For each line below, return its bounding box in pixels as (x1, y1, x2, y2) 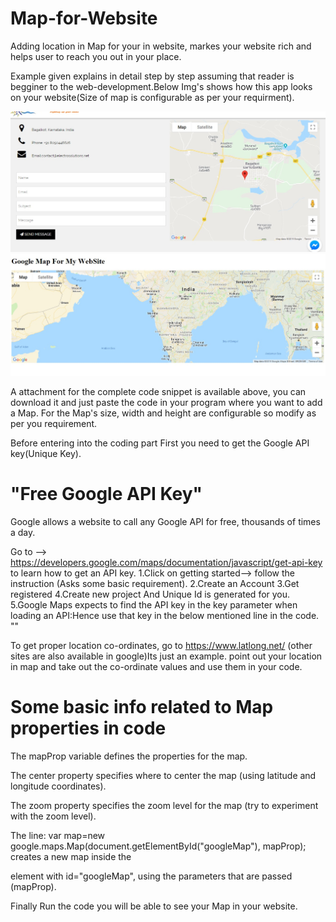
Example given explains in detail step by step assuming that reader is (10, 70, 295, 82)
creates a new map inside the (10, 850, 132, 862)
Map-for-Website (10, 7, 158, 30)
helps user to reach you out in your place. (10, 50, 182, 62)
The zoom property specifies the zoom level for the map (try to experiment (10, 799, 319, 811)
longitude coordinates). (10, 780, 107, 792)
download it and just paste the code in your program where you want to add (10, 396, 323, 408)
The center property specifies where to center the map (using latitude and (10, 769, 317, 781)
